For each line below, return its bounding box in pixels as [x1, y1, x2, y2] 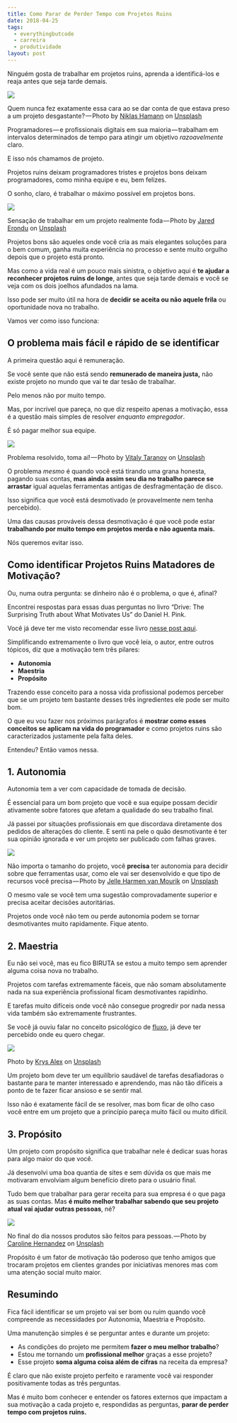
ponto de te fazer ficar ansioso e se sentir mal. [7, 1087, 143, 1095]
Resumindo [7, 1289, 59, 1301]
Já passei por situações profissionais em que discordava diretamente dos [7, 820, 223, 828]
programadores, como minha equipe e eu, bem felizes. [7, 175, 167, 184]
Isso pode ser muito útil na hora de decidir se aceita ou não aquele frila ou [7, 295, 226, 304]
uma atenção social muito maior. [7, 1268, 102, 1276]
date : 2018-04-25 [7, 17, 59, 24]
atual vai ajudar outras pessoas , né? [7, 1204, 115, 1213]
